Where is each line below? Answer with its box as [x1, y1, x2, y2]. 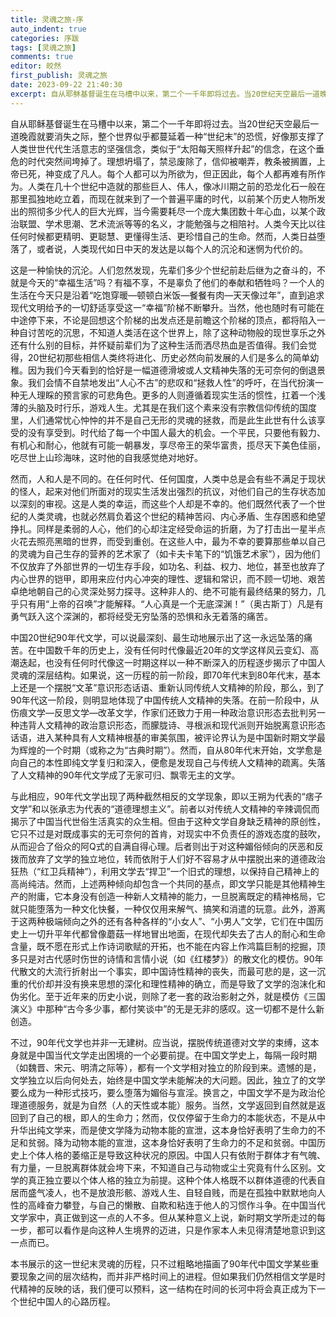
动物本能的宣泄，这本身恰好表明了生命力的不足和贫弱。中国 [71, 1136, 317, 1148]
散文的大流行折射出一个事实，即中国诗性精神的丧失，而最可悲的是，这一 [18, 965, 317, 977]
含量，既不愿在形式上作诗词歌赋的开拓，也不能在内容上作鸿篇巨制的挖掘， [10, 940, 317, 952]
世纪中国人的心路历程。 [18, 1295, 116, 1307]
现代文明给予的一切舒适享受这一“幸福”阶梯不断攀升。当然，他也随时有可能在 [10, 301, 325, 313]
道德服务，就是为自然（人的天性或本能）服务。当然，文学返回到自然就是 [18, 1099, 317, 1111]
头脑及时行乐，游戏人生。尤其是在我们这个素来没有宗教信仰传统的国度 [27, 401, 317, 413]
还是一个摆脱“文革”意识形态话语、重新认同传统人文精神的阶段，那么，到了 [18, 681, 325, 693]
